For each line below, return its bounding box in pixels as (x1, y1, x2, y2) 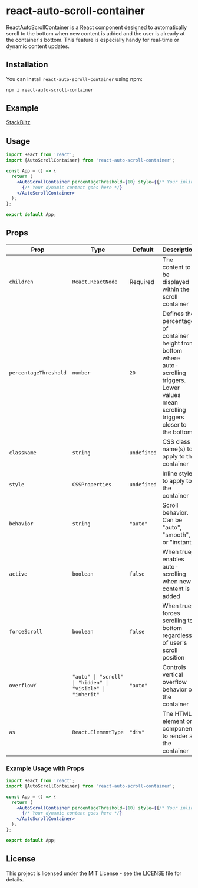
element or (162, 717, 193, 725)
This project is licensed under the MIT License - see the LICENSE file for (6, 870, 181, 877)
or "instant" (162, 538, 194, 546)
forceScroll (9, 628, 43, 635)
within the (162, 285, 190, 293)
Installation (6, 60, 48, 70)
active (9, 570, 28, 577)
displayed (162, 277, 190, 286)
